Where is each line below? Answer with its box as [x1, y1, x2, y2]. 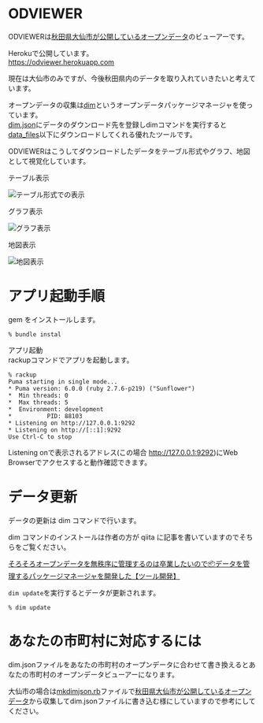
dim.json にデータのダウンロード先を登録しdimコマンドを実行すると [8, 120, 227, 129]
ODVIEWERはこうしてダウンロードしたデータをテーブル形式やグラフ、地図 [8, 146, 250, 156]
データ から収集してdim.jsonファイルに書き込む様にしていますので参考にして [8, 696, 256, 706]
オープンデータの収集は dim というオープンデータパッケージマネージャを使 [8, 100, 246, 109]
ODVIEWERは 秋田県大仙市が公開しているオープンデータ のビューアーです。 [8, 32, 250, 41]
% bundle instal [8, 330, 61, 339]
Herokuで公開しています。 [8, 48, 94, 57]
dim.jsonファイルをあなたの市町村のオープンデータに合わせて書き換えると [8, 659, 250, 669]
